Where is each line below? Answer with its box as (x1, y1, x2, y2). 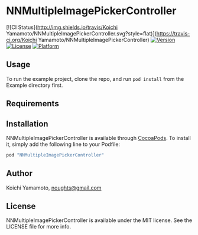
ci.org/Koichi (6, 36, 37, 43)
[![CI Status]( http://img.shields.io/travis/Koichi (6, 24, 118, 31)
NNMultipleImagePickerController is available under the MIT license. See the (6, 217, 193, 224)
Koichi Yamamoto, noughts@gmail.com (6, 184, 102, 191)
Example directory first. (6, 81, 63, 89)
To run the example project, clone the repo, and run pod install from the (6, 75, 184, 82)
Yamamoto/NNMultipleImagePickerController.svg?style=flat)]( (6, 30, 157, 37)
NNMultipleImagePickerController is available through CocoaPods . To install (6, 134, 191, 141)
